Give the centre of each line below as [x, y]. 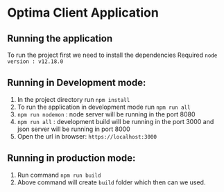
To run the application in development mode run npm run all [104, 107]
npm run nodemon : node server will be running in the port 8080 [106, 114]
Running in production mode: [71, 158]
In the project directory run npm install [74, 99]
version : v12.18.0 [35, 62]
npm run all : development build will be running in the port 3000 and [115, 121]
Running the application [60, 38]
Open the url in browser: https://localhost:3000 [87, 136]
